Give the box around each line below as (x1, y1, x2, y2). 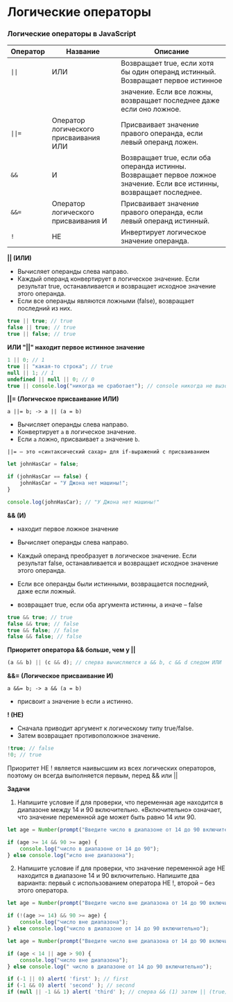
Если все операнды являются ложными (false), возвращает (17, 297, 195, 305)
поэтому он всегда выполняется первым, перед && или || (7, 771, 178, 779)
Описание (153, 46, 189, 56)
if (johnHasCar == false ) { (7, 473, 89, 481)
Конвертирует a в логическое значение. (17, 428, 137, 436)
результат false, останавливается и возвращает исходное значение (17, 559, 218, 567)
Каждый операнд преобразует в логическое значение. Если (17, 551, 197, 560)
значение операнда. (121, 236, 189, 246)
